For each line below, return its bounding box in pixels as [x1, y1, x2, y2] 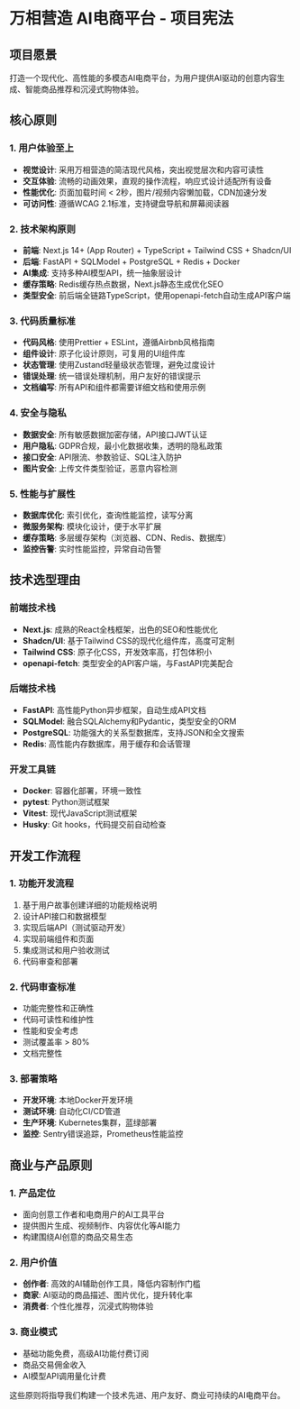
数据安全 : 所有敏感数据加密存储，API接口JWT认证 [22, 429, 207, 440]
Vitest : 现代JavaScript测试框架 [22, 808, 138, 819]
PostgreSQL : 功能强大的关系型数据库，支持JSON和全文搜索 [22, 727, 245, 737]
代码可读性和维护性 [22, 1014, 95, 1025]
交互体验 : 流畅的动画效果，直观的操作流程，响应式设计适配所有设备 [22, 175, 272, 186]
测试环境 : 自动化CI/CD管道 [22, 1106, 122, 1117]
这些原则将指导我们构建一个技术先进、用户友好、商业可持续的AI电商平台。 [9, 1389, 286, 1400]
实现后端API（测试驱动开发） [22, 921, 131, 933]
